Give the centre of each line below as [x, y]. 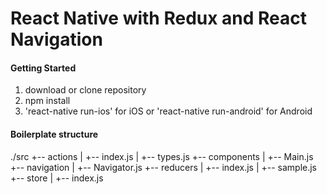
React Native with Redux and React [159, 18]
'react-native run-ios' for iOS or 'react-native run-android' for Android [168, 111]
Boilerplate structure [54, 134]
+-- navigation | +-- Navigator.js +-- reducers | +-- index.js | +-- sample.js [164, 167]
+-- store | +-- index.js [57, 178]
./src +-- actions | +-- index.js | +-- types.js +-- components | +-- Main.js [162, 156]
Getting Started [43, 68]
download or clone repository [85, 90]
